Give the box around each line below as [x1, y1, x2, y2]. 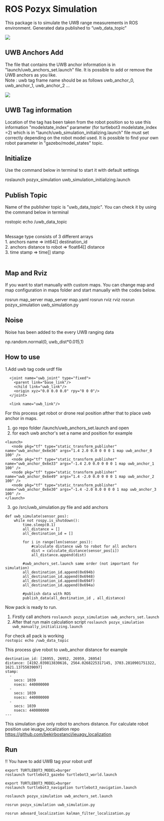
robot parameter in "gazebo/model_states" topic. [5, 140, 104, 146]
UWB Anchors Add [5, 48, 64, 57]
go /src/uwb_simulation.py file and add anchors [12, 504, 109, 510]
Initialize [5, 154, 32, 162]
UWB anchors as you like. [5, 72, 57, 78]
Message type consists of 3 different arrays [5, 234, 94, 240]
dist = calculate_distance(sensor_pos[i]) [31, 548, 119, 553]
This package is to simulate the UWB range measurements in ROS [5, 20, 138, 26]
